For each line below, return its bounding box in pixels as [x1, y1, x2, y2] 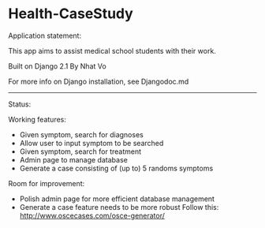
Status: [8, 99, 32, 109]
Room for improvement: [8, 178, 85, 188]
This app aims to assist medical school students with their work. [8, 46, 217, 55]
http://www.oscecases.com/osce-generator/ [19, 211, 166, 220]
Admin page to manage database [19, 155, 128, 164]
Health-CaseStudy [8, 5, 134, 23]
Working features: [8, 114, 67, 124]
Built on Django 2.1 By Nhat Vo [8, 61, 106, 71]
